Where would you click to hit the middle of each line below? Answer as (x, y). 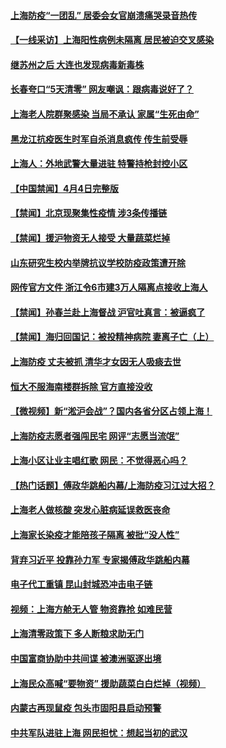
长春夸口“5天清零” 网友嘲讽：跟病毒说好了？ (102, 89)
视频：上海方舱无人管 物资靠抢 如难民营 (91, 609)
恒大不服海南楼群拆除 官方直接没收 (81, 386)
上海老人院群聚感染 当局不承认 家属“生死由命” (105, 114)
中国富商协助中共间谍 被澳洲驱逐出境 (86, 659)
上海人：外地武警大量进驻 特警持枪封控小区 (99, 164)
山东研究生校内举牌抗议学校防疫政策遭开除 (98, 262)
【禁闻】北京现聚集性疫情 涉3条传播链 (89, 213)
